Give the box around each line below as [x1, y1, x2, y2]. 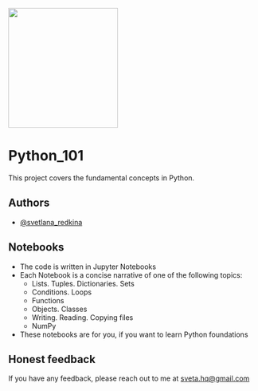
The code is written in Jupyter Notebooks [19, 262, 157, 271]
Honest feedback [8, 352, 96, 366]
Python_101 [8, 147, 84, 165]
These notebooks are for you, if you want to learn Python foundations [19, 330, 248, 339]
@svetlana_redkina [19, 217, 83, 227]
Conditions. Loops [31, 287, 92, 297]
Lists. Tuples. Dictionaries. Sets [31, 278, 135, 288]
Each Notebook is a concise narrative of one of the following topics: [19, 270, 243, 279]
